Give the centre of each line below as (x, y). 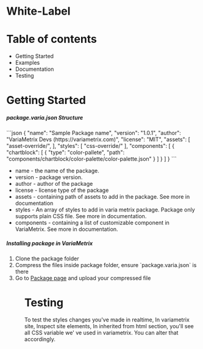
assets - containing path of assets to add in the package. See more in (102, 197)
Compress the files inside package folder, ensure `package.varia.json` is (106, 265)
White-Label (38, 11)
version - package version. (49, 177)
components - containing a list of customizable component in (92, 223)
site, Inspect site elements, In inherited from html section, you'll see (109, 326)
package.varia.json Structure (45, 117)
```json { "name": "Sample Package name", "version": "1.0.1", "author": (94, 133)
